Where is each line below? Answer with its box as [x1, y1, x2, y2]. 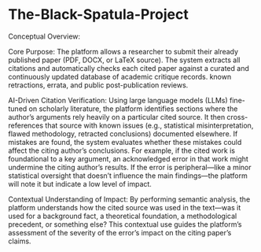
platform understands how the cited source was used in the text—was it [8, 202, 241, 212]
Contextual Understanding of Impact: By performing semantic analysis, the [8, 195, 251, 204]
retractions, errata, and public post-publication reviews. [8, 80, 189, 90]
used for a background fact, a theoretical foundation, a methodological [8, 211, 237, 220]
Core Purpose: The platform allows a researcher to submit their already [8, 46, 238, 56]
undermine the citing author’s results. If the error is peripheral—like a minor [8, 162, 252, 172]
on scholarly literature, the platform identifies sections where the [28, 104, 238, 113]
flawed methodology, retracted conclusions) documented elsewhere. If [8, 128, 238, 139]
